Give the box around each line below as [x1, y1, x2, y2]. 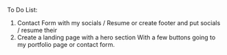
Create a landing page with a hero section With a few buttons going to [17, 33, 216, 41]
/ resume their [17, 26, 57, 34]
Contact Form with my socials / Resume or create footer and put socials [17, 19, 221, 26]
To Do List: [7, 6, 38, 14]
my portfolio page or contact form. [17, 41, 116, 48]
